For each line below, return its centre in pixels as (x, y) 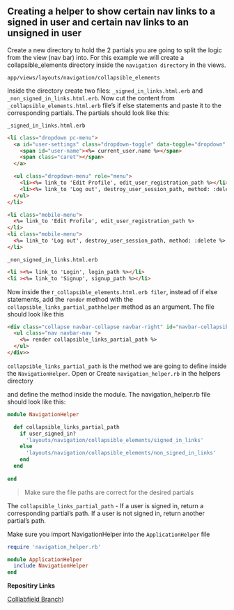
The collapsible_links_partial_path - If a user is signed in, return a (106, 505)
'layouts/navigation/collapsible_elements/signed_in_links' (115, 440)
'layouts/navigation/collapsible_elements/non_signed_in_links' (121, 453)
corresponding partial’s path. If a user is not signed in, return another (106, 513)
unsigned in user (45, 33)
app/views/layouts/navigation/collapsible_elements (84, 77)
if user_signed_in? (48, 434)
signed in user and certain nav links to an (98, 23)
